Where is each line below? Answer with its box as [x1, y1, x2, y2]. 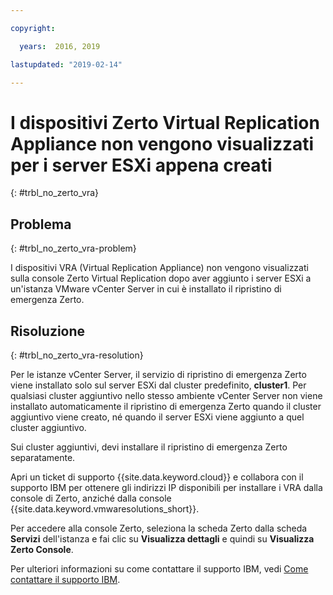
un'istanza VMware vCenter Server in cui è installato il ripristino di [10, 283, 282, 295]
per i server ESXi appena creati [10, 154, 273, 176]
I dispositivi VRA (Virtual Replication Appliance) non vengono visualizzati [10, 262, 309, 274]
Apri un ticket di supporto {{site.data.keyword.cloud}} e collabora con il [10, 471, 304, 483]
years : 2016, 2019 [19, 41, 101, 51]
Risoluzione [10, 322, 86, 340]
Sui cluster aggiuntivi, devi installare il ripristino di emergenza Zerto [10, 441, 288, 453]
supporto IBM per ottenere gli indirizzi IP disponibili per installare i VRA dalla [10, 481, 323, 493]
